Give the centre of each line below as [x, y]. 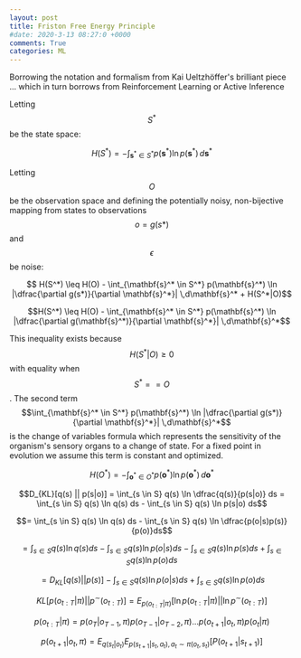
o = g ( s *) [152, 225]
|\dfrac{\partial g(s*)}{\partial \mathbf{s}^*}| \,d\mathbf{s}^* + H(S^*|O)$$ [152, 294]
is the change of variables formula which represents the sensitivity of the [146, 436]
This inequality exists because [66, 339]
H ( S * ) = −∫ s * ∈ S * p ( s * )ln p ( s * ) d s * [152, 153]
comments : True [38, 43]
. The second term [44, 398]
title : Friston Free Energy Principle [82, 26]
